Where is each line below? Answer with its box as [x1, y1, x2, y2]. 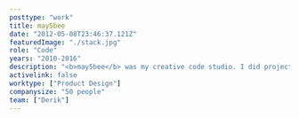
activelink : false [9, 71, 77, 80]
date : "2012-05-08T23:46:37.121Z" [9, 29, 138, 38]
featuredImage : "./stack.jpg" [9, 37, 122, 47]
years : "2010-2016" [9, 54, 82, 63]
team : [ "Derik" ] [9, 95, 69, 105]
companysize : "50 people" [9, 87, 105, 96]
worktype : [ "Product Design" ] [9, 79, 122, 88]
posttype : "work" [9, 12, 74, 22]
